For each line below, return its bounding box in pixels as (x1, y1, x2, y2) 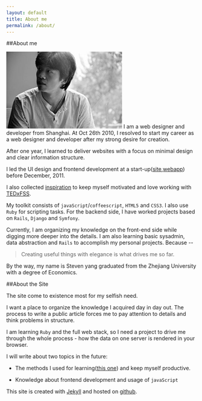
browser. (6, 341, 28, 349)
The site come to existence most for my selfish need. (6, 292, 138, 300)
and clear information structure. (6, 154, 86, 161)
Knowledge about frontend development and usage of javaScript (14, 376, 178, 384)
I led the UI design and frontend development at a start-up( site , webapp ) (6, 166, 185, 173)
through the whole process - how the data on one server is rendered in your (6, 335, 195, 342)
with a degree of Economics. (6, 269, 78, 276)
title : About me (6, 16, 47, 22)
